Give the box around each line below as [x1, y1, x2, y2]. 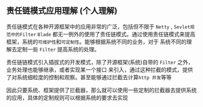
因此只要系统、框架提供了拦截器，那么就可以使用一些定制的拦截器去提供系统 [6, 86, 197, 94]
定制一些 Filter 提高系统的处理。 [16, 45, 100, 53]
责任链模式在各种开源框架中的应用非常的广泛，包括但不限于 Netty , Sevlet [6, 23, 190, 30]
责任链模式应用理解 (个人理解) [6, 5, 118, 16]
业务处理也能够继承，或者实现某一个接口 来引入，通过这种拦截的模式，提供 [6, 66, 193, 73]
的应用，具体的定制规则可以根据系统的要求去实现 [6, 94, 128, 101]
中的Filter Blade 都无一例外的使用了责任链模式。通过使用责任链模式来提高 [10, 30, 196, 37]
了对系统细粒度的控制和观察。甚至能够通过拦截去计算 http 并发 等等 [6, 73, 172, 80]
